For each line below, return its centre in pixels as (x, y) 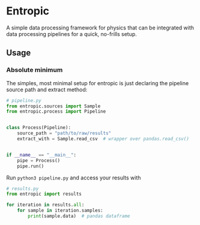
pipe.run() (31, 166)
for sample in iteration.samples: (60, 211)
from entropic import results (44, 194)
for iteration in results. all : (45, 205)
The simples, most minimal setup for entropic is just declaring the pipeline (98, 83)
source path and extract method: (47, 89)
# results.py (23, 188)
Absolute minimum (35, 70)
